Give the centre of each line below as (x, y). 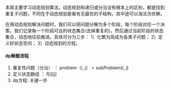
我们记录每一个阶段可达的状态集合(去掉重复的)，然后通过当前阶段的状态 (89, 31)
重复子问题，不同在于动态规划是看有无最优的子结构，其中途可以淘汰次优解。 (85, 14)
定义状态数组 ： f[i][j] (35, 74)
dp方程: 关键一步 (30, 80)
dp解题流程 (17, 56)
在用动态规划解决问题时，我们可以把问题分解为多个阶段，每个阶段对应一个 (83, 24)
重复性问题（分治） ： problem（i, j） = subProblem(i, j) (71, 68)
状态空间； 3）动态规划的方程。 (47, 43)
